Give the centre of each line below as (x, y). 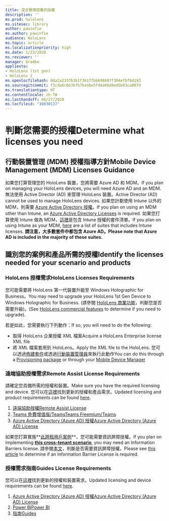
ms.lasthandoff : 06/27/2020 (35, 99)
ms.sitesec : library (27, 24)
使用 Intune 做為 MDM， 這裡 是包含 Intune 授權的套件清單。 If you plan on (85, 220)
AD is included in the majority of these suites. (54, 237)
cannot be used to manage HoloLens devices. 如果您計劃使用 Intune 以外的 (83, 201)
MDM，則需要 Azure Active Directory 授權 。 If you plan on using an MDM (81, 207)
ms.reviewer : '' (22, 57)
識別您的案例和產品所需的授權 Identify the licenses (84, 254)
